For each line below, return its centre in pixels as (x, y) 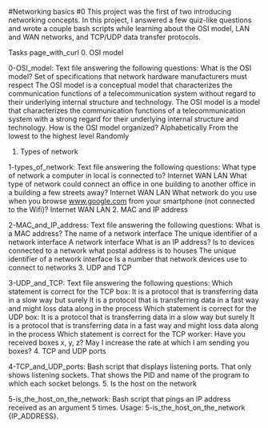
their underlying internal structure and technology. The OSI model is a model (134, 102)
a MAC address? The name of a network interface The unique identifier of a (133, 234)
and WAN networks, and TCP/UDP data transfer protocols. (105, 37)
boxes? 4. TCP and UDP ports (57, 351)
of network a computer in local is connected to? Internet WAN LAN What (128, 176)
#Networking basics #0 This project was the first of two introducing (120, 12)
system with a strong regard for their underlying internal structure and (124, 119)
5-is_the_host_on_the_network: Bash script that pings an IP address (120, 399)
